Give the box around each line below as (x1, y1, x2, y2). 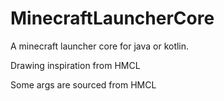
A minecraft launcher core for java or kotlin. (10, 40, 190, 52)
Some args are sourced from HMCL (10, 78, 157, 91)
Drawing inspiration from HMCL (10, 59, 141, 71)
